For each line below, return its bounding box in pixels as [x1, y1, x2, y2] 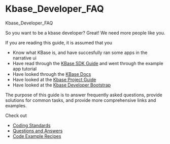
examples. [5, 102, 27, 108]
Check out [5, 112, 27, 119]
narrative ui [12, 54, 37, 61]
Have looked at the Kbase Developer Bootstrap [12, 82, 111, 88]
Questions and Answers [12, 128, 63, 134]
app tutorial [12, 66, 37, 72]
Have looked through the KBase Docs [12, 71, 91, 77]
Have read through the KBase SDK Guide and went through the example [12, 60, 163, 66]
